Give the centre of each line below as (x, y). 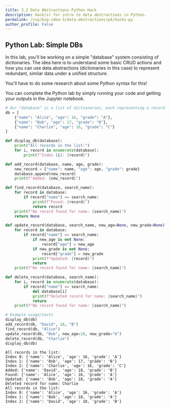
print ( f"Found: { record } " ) (61, 202)
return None (27, 216)
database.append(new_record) (45, 174)
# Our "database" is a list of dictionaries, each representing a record (85, 108)
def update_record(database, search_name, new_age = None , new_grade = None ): (86, 225)
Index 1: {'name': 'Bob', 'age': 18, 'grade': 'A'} (61, 397)
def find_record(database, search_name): (50, 188)
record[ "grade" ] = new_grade (72, 254)
